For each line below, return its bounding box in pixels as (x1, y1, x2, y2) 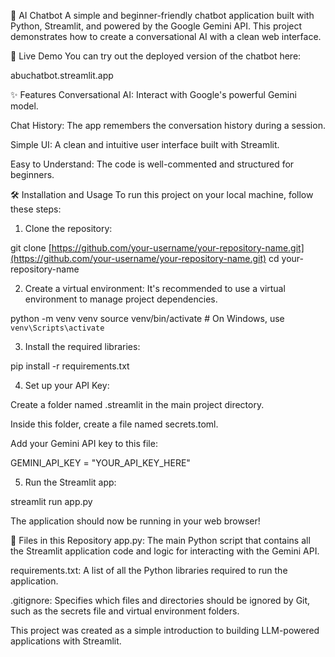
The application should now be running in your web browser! (10, 515, 261, 527)
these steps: (10, 203, 62, 215)
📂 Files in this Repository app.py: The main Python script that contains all (10, 535, 311, 546)
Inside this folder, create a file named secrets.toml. (10, 418, 219, 430)
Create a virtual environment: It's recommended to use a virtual (24, 283, 286, 294)
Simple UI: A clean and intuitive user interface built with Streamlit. (10, 139, 280, 150)
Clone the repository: (24, 223, 113, 234)
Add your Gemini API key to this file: (10, 438, 158, 449)
